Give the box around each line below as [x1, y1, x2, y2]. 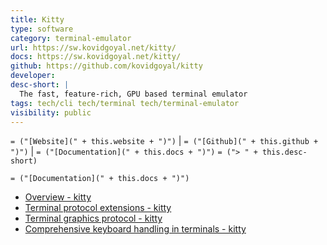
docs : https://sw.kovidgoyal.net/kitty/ [10, 52, 182, 62]
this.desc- [262, 147, 308, 158]
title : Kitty [10, 14, 65, 25]
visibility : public [10, 107, 92, 118]
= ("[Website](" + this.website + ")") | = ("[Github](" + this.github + [10, 135, 319, 147]
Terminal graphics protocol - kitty [24, 212, 163, 225]
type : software [10, 24, 74, 34]
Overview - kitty [24, 191, 92, 203]
